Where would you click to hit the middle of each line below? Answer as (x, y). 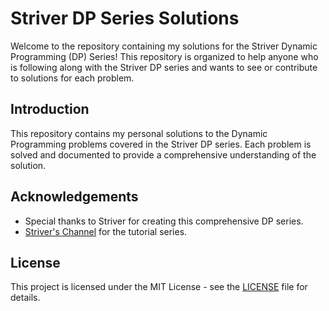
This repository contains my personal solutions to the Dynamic (139, 133)
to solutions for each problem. (72, 78)
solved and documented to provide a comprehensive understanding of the (163, 154)
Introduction (50, 109)
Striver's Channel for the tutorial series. (106, 231)
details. (25, 298)
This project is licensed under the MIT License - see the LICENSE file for (159, 287)
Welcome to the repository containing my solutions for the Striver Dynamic (164, 46)
